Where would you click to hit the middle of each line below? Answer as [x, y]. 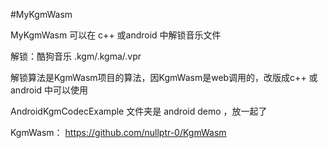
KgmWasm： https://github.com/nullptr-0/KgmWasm [118, 132]
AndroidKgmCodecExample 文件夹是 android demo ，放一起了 [139, 111]
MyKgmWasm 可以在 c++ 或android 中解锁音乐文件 [116, 35]
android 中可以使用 [49, 90]
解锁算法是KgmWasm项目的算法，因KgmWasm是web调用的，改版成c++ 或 [164, 77]
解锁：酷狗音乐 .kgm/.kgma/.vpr [76, 56]
